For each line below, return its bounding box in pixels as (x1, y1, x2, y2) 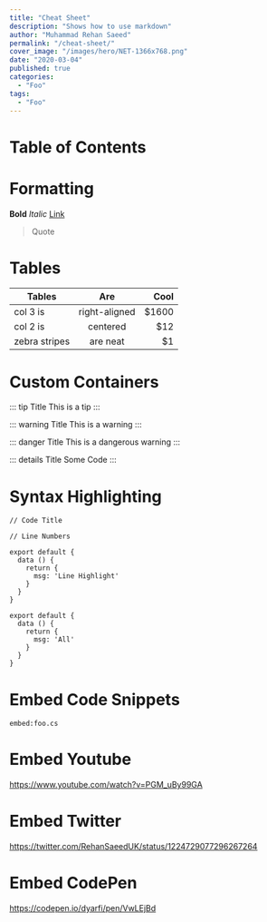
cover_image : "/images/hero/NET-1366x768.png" (9, 47, 188, 56)
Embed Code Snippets (9, 689, 181, 710)
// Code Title (9, 516, 63, 525)
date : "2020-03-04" (9, 55, 83, 64)
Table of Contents (9, 137, 147, 157)
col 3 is (14, 306, 45, 319)
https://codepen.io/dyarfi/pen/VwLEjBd (9, 903, 157, 914)
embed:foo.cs (9, 719, 59, 729)
